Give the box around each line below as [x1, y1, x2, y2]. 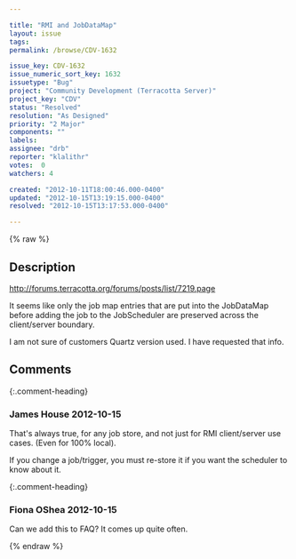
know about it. [9, 464, 62, 475]
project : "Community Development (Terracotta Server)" [9, 86, 217, 95]
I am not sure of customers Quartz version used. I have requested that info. [9, 336, 284, 347]
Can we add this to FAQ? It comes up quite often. [9, 523, 188, 534]
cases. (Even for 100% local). [9, 437, 117, 449]
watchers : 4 [9, 169, 53, 178]
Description [9, 260, 76, 275]
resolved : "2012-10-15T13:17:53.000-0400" [9, 202, 169, 211]
